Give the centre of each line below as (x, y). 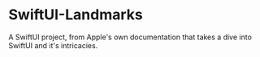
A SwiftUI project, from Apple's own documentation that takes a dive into (130, 37)
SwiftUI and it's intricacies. (53, 45)
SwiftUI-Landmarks (76, 15)
